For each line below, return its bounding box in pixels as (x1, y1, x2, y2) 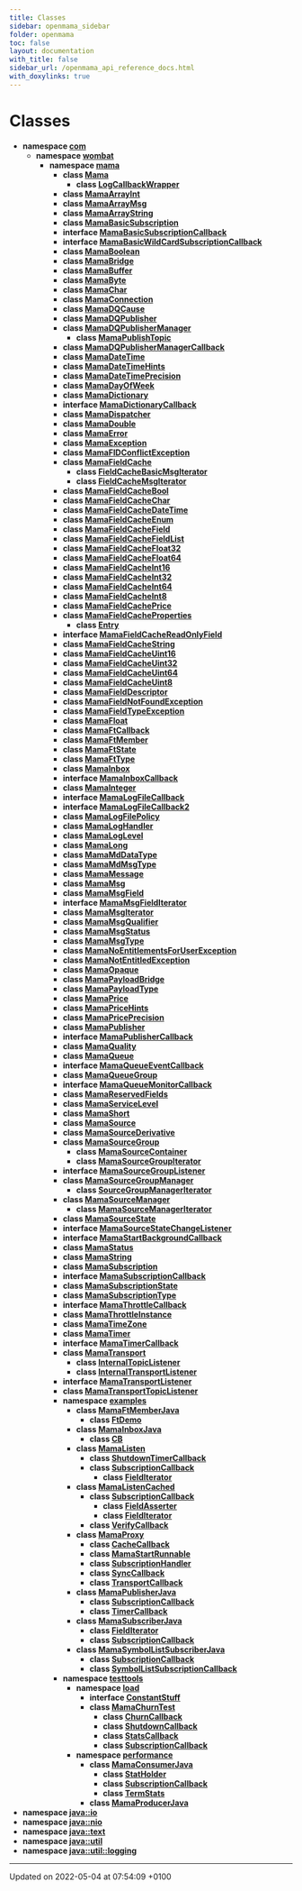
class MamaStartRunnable (89, 1548, 191, 1559)
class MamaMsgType (62, 935, 145, 946)
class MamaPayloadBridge (62, 973, 164, 984)
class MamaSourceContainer (75, 1146, 188, 1156)
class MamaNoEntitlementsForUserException (62, 945, 237, 955)
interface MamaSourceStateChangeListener (62, 1222, 232, 1233)
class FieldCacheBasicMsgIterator (75, 466, 209, 477)
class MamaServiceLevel (62, 1098, 159, 1109)
